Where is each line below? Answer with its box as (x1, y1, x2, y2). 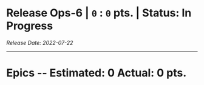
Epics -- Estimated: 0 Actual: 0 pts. (6, 66, 187, 80)
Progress (6, 19, 53, 33)
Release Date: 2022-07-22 (6, 39, 73, 46)
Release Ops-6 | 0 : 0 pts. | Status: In (6, 6, 192, 20)
